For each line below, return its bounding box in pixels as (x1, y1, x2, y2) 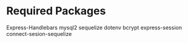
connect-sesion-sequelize (6, 30, 72, 37)
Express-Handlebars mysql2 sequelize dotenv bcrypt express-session (6, 24, 182, 31)
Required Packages (6, 4, 106, 18)
